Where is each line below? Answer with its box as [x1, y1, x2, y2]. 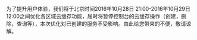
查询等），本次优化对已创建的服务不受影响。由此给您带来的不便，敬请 [16, 20, 186, 27]
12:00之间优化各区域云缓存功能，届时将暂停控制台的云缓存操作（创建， [6, 13, 182, 20]
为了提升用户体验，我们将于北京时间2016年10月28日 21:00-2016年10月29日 [6, 5, 190, 12]
